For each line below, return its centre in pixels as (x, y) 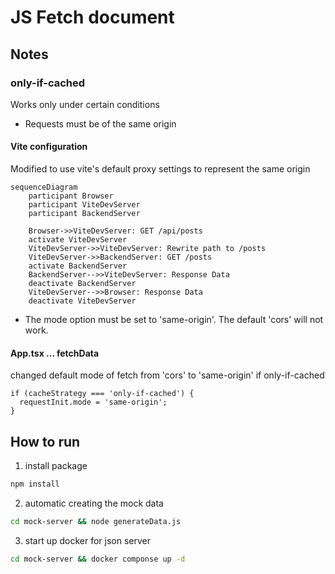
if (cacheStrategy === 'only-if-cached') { (102, 394)
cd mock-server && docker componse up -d (98, 559)
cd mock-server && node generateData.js (96, 521)
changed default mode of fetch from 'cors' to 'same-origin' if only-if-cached (167, 375)
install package (56, 466)
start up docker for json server (88, 540)
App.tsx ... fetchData (55, 353)
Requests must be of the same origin (100, 123)
